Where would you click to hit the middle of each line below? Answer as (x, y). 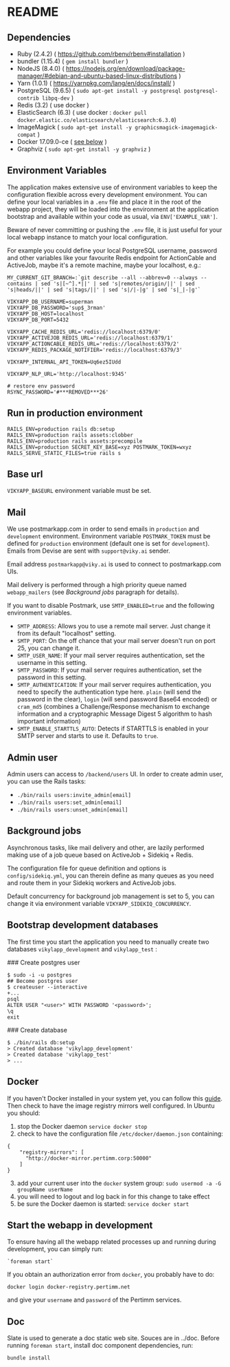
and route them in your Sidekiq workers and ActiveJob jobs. (92, 882)
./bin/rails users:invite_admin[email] (74, 796)
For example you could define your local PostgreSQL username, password (112, 250)
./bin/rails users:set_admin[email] (69, 803)
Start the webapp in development (80, 1225)
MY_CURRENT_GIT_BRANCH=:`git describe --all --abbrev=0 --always (102, 277)
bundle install (29, 1358)
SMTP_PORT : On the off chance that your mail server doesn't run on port (116, 641)
